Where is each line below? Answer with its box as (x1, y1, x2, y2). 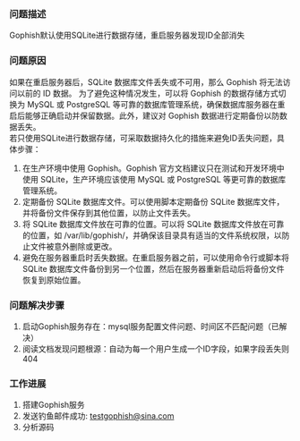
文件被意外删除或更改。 (30, 241, 117, 251)
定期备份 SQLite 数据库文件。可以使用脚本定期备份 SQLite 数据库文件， (21, 196, 285, 207)
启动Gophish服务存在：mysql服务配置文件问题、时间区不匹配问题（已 (21, 320, 279, 332)
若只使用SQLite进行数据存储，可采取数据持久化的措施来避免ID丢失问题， (9, 132, 278, 143)
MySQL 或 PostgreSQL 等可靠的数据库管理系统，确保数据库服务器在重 (26, 98, 286, 109)
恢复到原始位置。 (21, 275, 86, 285)
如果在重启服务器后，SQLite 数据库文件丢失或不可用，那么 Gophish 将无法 (9, 76, 284, 87)
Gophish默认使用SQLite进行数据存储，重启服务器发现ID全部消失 (9, 30, 245, 41)
